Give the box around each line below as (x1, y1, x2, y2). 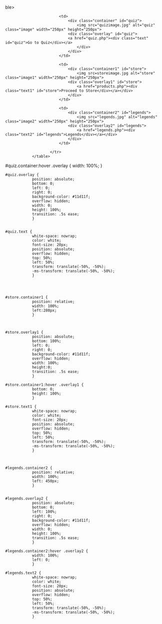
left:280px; (31, 308, 57, 313)
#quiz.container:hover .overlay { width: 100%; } (5, 162, 102, 168)
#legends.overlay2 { (5, 496, 48, 501)
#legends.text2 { (5, 570, 41, 575)
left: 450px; (31, 478, 59, 483)
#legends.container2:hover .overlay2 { (5, 548, 88, 553)
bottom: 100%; (31, 338, 61, 343)
